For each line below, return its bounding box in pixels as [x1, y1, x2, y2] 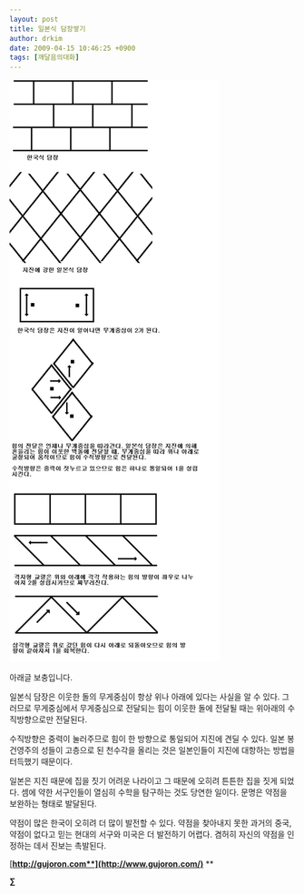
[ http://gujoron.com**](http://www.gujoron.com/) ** [9, 859, 214, 870]
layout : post [9, 15, 59, 24]
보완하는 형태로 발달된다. [9, 799, 97, 810]
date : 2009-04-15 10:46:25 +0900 [9, 44, 136, 53]
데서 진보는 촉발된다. [33, 840, 107, 851]
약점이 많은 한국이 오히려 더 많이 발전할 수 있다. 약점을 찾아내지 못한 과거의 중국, [9, 818, 292, 829]
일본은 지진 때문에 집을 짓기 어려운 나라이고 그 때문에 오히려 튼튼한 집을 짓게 [9, 776, 279, 787]
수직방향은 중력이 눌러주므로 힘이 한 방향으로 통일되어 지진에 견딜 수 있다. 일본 [9, 733, 286, 745]
